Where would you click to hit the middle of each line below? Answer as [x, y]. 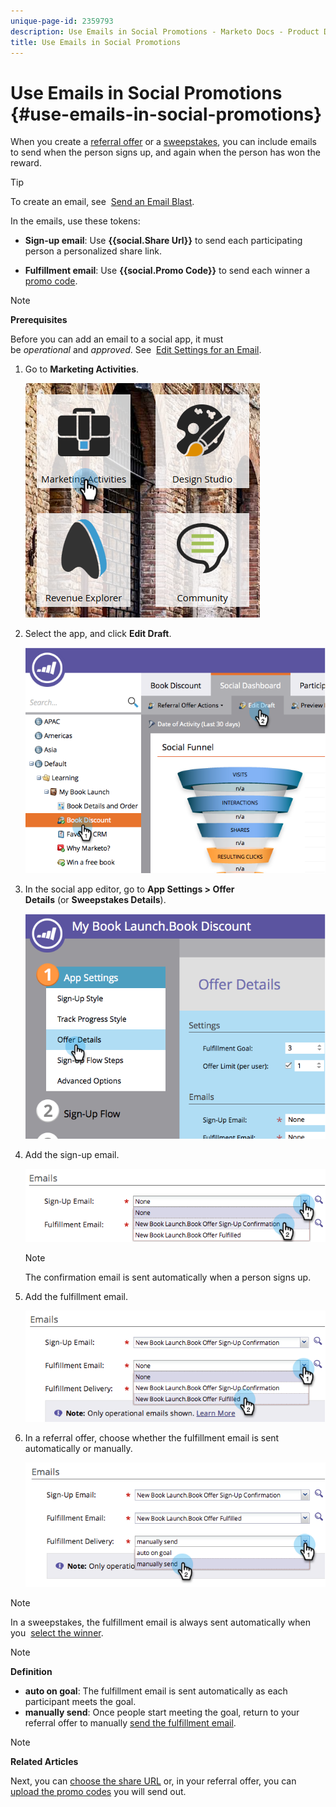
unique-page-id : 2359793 [62, 21]
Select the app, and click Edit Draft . [98, 634]
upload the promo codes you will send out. [98, 1791]
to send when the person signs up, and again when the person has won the [165, 152]
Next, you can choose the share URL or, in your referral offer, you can [153, 1781]
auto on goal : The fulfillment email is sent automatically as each [156, 1691]
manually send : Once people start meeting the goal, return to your [162, 1712]
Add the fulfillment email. [76, 1296]
